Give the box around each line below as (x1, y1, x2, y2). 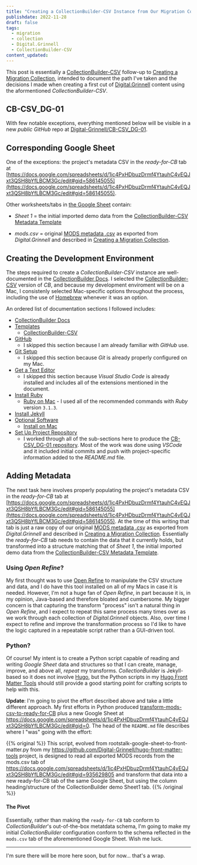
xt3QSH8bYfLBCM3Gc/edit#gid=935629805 (6, 771, 114, 778)
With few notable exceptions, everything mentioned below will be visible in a (6, 120, 191, 127)
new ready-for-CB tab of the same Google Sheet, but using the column (6, 778, 178, 785)
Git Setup (14, 348, 38, 355)
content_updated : (6, 52, 49, 58)
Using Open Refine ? (6, 563, 64, 571)
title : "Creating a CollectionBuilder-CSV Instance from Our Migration (6, 8, 185, 15)
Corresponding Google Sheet (6, 143, 116, 153)
